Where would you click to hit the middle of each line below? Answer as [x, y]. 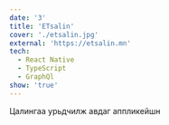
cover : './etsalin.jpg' [54, 34]
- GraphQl [36, 77]
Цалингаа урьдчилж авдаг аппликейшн [85, 111]
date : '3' [28, 18]
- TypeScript [42, 69]
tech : [19, 52]
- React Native [46, 60]
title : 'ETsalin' [42, 26]
